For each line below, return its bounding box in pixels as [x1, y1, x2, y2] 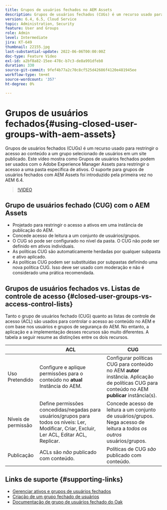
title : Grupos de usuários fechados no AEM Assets [5, 7, 112, 12]
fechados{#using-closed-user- [5, 118, 138, 129]
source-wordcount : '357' [5, 77, 57, 82]
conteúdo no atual [39, 376, 83, 383]
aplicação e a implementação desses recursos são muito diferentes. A [5, 329, 149, 335]
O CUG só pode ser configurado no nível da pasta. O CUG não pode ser [12, 238, 160, 244]
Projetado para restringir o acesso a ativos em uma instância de [12, 222, 143, 228]
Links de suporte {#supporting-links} [5, 475, 123, 484]
